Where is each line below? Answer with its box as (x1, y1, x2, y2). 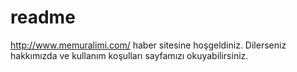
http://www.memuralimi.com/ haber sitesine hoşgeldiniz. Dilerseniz (10, 39, 287, 51)
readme (10, 6, 76, 29)
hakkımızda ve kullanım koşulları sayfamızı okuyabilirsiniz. (10, 49, 249, 61)
